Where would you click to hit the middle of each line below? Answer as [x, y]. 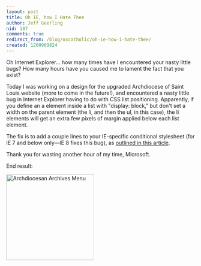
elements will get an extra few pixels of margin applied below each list [93, 118]
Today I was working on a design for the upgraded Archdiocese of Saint [95, 86]
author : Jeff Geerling [34, 23]
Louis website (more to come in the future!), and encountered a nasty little [98, 93]
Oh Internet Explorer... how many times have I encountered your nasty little [98, 62]
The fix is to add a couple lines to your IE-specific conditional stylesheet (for [100, 136]
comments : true [25, 34]
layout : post [22, 12]
